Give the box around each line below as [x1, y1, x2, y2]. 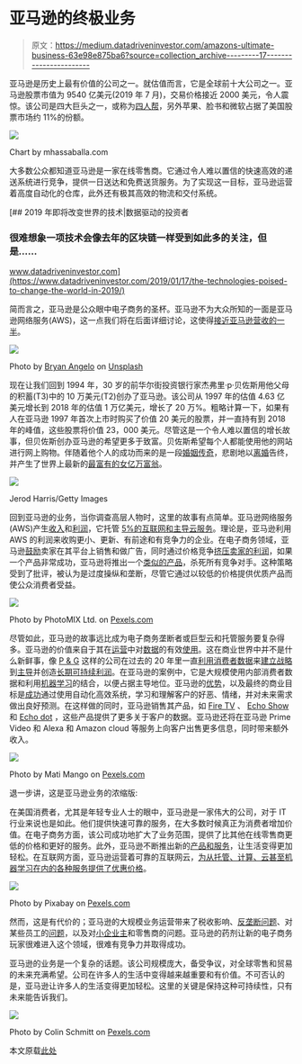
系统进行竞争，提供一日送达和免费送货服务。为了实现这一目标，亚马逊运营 [16, 176, 293, 187]
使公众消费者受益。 [9, 580, 81, 591]
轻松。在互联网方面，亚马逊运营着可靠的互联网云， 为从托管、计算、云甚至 [9, 852, 285, 862]
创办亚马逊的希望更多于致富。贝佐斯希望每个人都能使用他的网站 [56, 436, 293, 446]
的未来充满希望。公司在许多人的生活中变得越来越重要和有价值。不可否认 [9, 969, 277, 980]
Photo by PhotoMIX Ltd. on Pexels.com [9, 614, 154, 626]
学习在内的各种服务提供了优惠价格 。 [16, 863, 151, 874]
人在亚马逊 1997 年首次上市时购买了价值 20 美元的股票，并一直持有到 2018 [9, 413, 286, 424]
